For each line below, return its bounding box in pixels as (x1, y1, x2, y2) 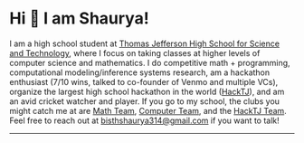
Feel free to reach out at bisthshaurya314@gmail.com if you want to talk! (9, 115, 280, 126)
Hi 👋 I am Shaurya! (9, 8, 149, 29)
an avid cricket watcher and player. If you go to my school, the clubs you (9, 95, 280, 107)
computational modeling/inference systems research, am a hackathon (9, 67, 271, 78)
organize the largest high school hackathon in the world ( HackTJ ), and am (9, 86, 285, 97)
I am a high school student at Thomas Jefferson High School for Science (9, 38, 280, 49)
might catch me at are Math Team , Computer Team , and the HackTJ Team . (9, 105, 287, 116)
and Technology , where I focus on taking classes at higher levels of (9, 47, 261, 58)
